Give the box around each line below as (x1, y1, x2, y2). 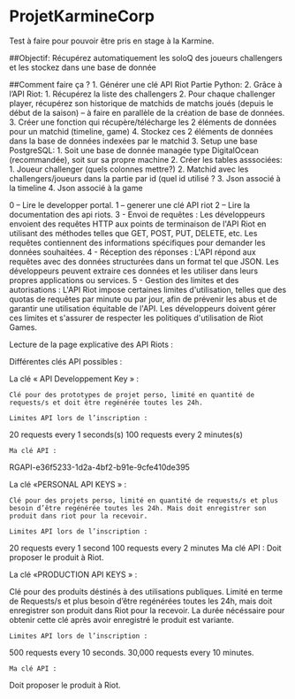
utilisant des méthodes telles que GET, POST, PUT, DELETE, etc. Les (9, 227, 258, 238)
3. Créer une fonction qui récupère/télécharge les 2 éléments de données (9, 117, 276, 127)
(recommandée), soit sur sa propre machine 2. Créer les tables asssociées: (9, 154, 283, 165)
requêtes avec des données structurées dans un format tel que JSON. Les (9, 256, 280, 266)
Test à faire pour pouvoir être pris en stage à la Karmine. (9, 35, 215, 46)
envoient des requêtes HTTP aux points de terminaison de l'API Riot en (9, 219, 267, 229)
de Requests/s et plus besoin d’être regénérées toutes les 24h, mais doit (9, 595, 273, 606)
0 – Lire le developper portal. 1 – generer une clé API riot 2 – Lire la (9, 199, 250, 210)
